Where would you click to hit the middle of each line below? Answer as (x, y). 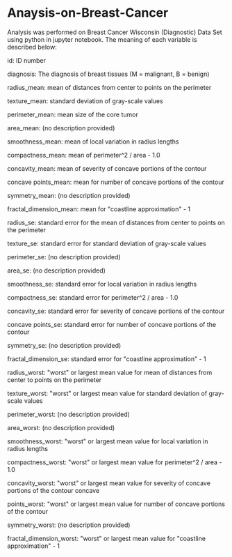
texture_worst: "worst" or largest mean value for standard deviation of (107, 393)
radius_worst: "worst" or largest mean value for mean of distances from (110, 372)
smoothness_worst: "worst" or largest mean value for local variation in (108, 441)
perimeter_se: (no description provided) (64, 257)
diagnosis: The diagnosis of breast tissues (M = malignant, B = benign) (108, 74)
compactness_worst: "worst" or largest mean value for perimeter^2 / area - (115, 462)
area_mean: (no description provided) (61, 128)
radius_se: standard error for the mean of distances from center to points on (116, 222)
